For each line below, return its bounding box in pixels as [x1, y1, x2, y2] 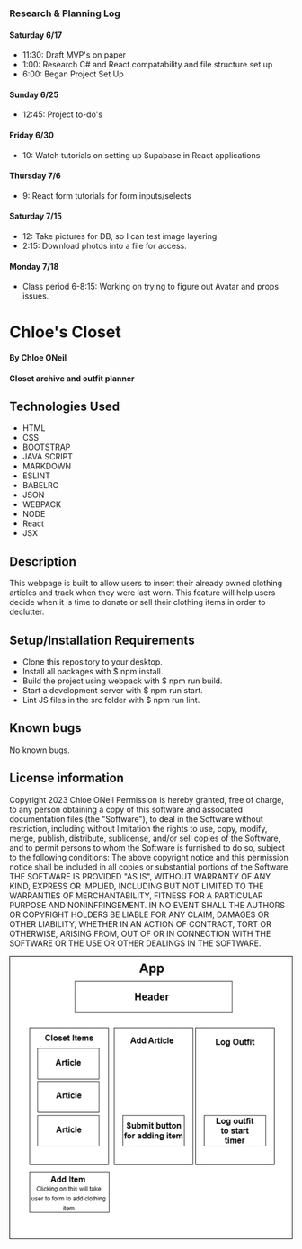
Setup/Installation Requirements [9, 632, 195, 647]
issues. [22, 290, 49, 301]
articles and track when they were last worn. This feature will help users [9, 587, 276, 598]
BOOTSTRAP [22, 442, 71, 452]
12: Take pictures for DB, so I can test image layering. [22, 230, 220, 241]
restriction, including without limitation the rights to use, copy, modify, [9, 823, 268, 834]
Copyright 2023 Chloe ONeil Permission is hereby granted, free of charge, [9, 794, 285, 805]
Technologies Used [9, 398, 120, 414]
